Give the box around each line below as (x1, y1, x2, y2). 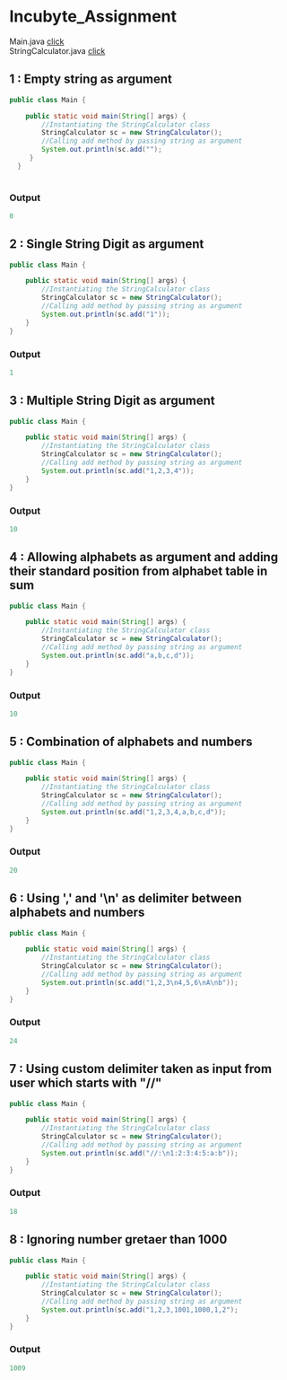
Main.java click (9, 36, 65, 47)
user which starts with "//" (9, 1076, 162, 1091)
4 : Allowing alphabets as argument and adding (9, 549, 279, 565)
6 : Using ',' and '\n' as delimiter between (9, 891, 242, 906)
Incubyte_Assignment (9, 6, 178, 27)
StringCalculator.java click (9, 45, 106, 56)
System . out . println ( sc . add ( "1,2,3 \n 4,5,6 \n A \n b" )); (41, 978, 239, 987)
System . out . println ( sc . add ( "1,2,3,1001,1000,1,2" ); (41, 1305, 239, 1314)
